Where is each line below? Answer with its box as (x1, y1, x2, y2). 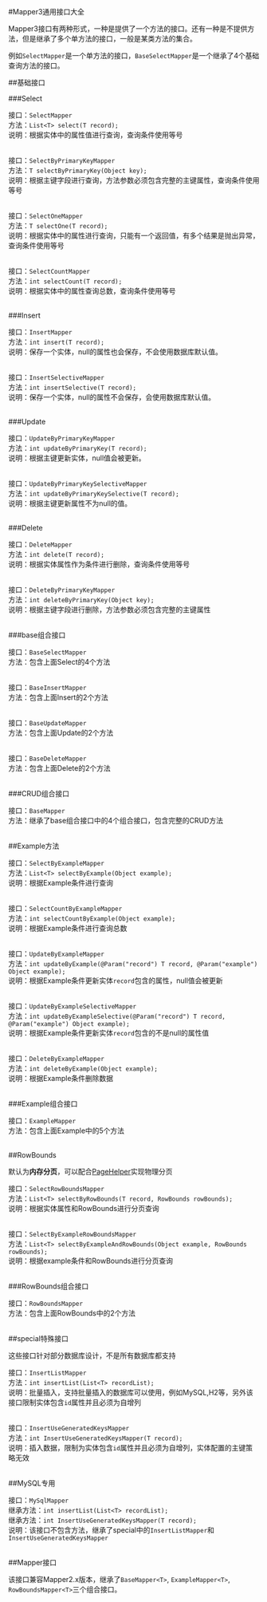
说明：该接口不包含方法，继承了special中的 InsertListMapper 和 (8, 1525, 215, 1534)
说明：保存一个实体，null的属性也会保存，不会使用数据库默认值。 (8, 347, 223, 357)
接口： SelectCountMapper (8, 266, 90, 275)
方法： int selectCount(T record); (8, 276, 123, 286)
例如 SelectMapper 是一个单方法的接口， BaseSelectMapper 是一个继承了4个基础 (8, 51, 260, 60)
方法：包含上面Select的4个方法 (8, 657, 111, 666)
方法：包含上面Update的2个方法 (8, 728, 114, 737)
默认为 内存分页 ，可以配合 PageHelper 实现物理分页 (8, 1167, 173, 1176)
